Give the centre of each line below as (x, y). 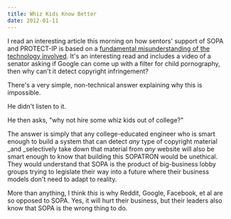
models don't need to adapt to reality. (62, 179)
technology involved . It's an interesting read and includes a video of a (109, 56)
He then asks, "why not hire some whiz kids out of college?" (96, 120)
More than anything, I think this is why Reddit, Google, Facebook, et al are (115, 193)
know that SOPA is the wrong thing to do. (68, 208)
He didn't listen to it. (37, 106)
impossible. (24, 92)
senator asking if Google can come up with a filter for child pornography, (114, 63)
